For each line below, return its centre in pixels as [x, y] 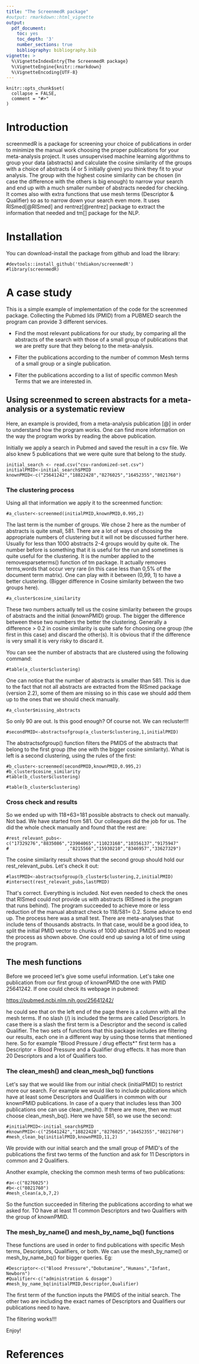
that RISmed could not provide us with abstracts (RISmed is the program [94, 899]
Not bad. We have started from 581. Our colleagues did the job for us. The [96, 821]
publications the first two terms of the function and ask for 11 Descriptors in [98, 1154]
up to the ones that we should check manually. [63, 699]
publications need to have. [38, 1307]
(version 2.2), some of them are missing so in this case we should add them [99, 693]
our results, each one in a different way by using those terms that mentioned [99, 1037]
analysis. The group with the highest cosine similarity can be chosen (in [94, 175]
